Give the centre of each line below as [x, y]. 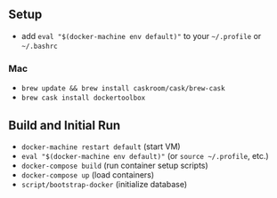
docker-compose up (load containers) [88, 174]
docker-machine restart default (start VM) [101, 147]
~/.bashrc [40, 46]
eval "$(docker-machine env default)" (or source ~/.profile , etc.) [145, 155]
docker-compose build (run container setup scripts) [114, 165]
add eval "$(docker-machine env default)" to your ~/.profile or [141, 36]
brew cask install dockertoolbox [83, 98]
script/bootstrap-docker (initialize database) [104, 184]
